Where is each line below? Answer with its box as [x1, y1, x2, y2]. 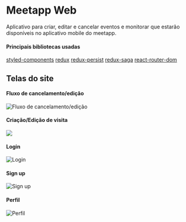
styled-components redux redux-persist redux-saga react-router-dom [6, 56, 178, 63]
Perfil [6, 196, 20, 203]
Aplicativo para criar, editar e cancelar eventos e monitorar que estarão [6, 23, 180, 30]
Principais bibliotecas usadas [6, 43, 81, 50]
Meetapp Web [6, 4, 77, 17]
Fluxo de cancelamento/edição [6, 90, 84, 97]
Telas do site [6, 73, 54, 83]
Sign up [6, 169, 25, 176]
